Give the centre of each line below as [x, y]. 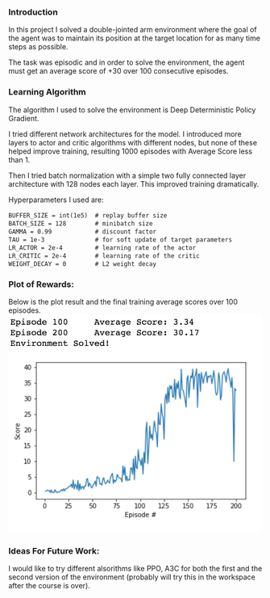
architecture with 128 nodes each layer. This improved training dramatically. [134, 183]
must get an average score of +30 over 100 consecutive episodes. [118, 71]
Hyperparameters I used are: [56, 200]
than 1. [19, 159]
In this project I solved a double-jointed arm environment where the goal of [133, 30]
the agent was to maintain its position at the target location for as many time [134, 38]
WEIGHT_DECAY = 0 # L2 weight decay [83, 264]
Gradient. [24, 118]
